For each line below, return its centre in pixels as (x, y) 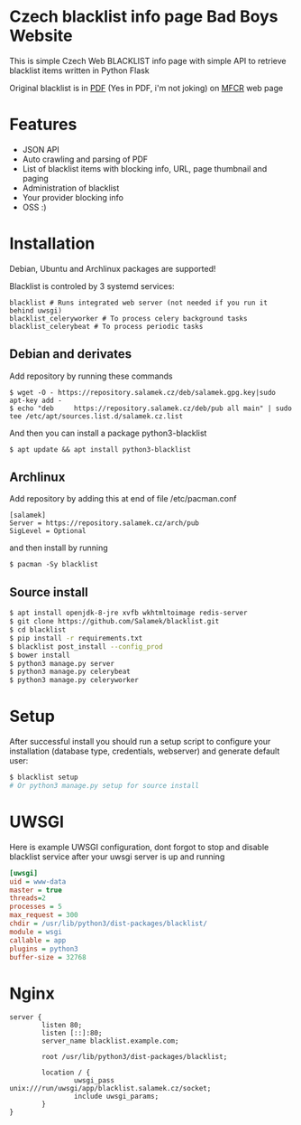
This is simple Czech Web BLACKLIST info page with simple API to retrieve (148, 61)
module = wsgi (36, 932)
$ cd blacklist (38, 630)
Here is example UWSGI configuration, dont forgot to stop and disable (139, 847)
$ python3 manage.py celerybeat (70, 672)
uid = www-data (38, 881)
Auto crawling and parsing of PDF (85, 159)
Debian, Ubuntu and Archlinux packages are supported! (113, 268)
